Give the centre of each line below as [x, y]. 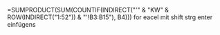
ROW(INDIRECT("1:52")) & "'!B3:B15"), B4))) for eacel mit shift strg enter [110, 17]
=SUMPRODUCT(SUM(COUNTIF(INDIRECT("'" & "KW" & [88, 10]
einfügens [21, 24]
